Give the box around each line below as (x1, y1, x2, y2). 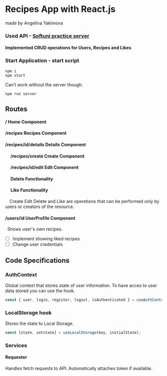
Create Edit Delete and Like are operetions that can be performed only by (9, 198, 160, 204)
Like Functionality (10, 187, 48, 193)
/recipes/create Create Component (10, 153, 84, 159)
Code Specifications (5, 256, 70, 265)
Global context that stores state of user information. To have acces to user (5, 282, 158, 288)
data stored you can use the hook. (5, 288, 76, 294)
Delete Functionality (10, 176, 53, 182)
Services (5, 342, 27, 349)
